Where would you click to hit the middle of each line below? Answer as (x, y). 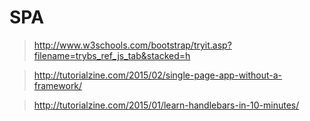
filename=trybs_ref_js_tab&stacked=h (112, 55)
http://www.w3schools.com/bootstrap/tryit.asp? (132, 45)
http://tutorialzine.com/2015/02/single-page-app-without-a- (158, 75)
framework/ (58, 85)
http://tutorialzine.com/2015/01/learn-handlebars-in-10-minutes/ (166, 105)
